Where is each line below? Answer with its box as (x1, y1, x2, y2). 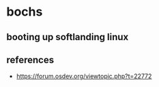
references (6, 54, 55, 65)
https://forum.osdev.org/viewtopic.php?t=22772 (16, 72, 152, 80)
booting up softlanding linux (6, 31, 129, 43)
